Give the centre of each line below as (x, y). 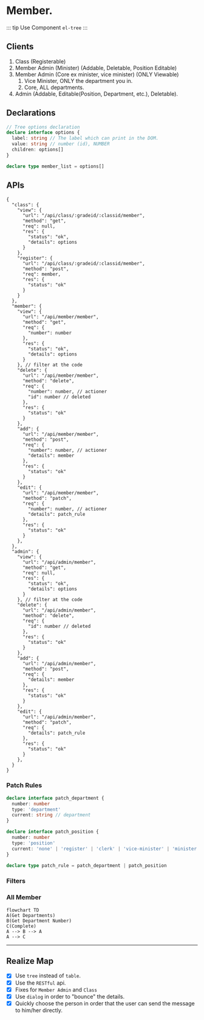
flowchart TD (23, 910)
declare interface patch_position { (53, 832)
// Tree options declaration (43, 127)
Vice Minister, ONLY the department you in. (78, 80)
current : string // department (51, 815)
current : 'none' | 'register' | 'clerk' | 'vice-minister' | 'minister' (106, 849)
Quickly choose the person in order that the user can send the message (105, 1003)
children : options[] (38, 150)
